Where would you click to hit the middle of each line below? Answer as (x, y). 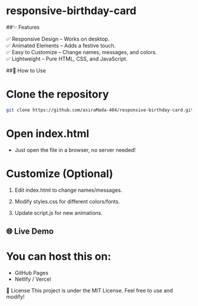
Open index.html (48, 133)
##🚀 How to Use (26, 70)
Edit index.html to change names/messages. (68, 190)
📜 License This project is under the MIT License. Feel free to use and (90, 290)
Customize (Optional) (60, 173)
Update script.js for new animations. (59, 212)
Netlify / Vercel (33, 279)
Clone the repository (57, 94)
